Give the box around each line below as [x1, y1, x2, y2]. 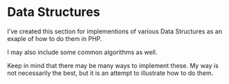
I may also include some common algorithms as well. [7, 48, 158, 56]
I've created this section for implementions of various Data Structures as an [7, 27, 223, 35]
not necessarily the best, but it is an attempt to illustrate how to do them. [7, 69, 214, 77]
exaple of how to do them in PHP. [7, 34, 102, 42]
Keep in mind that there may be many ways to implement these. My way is [7, 61, 219, 69]
